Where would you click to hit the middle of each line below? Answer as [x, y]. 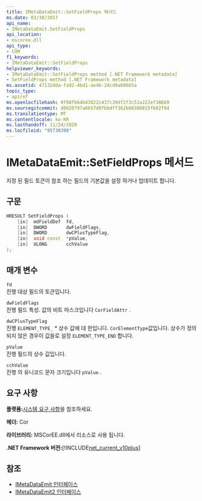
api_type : [19, 46]
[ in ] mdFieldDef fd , [46, 222]
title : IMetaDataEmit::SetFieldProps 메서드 [62, 12]
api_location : [24, 35]
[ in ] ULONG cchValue [52, 244]
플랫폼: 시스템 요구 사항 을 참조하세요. [49, 409]
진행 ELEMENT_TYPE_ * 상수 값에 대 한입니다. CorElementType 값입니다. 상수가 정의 [102, 328]
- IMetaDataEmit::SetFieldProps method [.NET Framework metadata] [92, 74]
